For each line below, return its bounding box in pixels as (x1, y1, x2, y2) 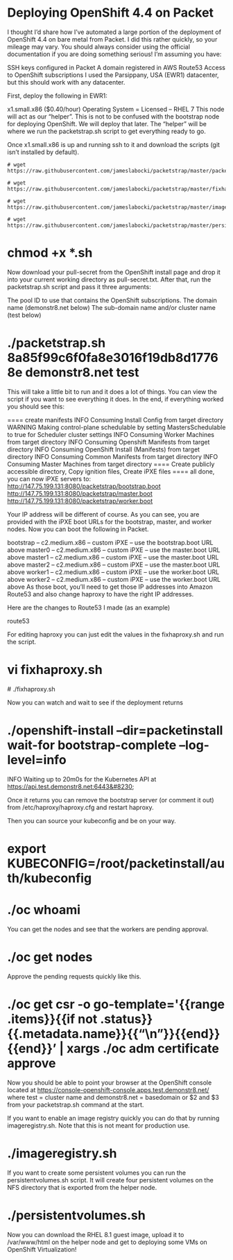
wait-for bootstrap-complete (7, 737, 177, 753)
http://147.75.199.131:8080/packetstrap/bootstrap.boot (7, 482, 161, 490)
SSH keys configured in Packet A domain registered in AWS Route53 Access (7, 63, 225, 71)
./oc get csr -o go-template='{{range (7, 996, 225, 1012)
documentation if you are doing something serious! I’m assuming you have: (7, 50, 222, 58)
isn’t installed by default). (7, 148, 80, 156)
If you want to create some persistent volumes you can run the (7, 1168, 187, 1177)
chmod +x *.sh (7, 245, 93, 261)
